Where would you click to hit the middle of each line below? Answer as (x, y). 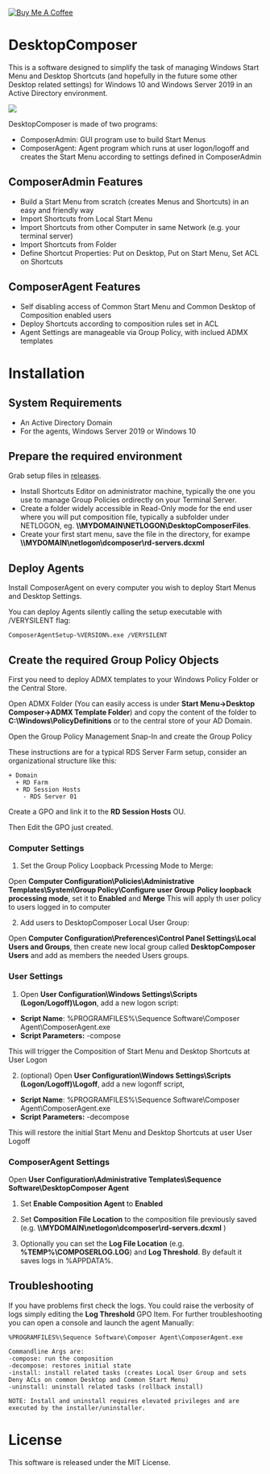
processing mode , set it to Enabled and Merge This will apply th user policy (135, 898)
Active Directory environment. (58, 93)
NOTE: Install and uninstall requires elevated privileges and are (124, 1401)
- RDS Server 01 (50, 797)
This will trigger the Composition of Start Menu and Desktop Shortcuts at (129, 1051)
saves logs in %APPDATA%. (66, 1260)
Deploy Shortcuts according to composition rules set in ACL (119, 324)
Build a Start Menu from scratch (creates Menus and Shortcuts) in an (134, 201)
